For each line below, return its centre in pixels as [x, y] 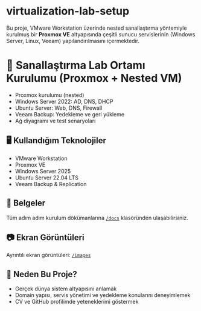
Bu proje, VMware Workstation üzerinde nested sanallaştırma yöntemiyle [97, 28]
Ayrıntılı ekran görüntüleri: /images [49, 255]
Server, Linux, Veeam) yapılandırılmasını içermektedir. [73, 41]
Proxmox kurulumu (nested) [49, 95]
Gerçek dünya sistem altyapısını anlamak [66, 289]
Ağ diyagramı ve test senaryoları [55, 121]
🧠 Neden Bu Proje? [42, 274]
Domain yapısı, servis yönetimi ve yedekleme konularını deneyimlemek [103, 295]
